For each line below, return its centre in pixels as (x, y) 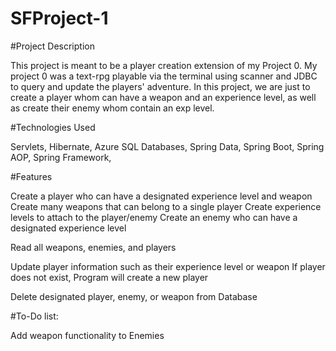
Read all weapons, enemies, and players (93, 247)
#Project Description (52, 46)
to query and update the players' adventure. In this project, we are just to (160, 86)
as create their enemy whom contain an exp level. (112, 108)
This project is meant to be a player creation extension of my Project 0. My (164, 65)
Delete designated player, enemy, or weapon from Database (134, 296)
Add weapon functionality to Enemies (87, 335)
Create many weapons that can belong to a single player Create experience (166, 206)
